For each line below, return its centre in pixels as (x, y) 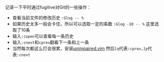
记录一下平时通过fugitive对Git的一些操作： (48, 7)
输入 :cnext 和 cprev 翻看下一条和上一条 (51, 42)
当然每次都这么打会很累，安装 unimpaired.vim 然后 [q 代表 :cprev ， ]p (80, 48)
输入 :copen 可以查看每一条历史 (43, 36)
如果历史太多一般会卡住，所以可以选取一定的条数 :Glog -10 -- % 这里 (83, 24)
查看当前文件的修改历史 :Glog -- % (48, 18)
